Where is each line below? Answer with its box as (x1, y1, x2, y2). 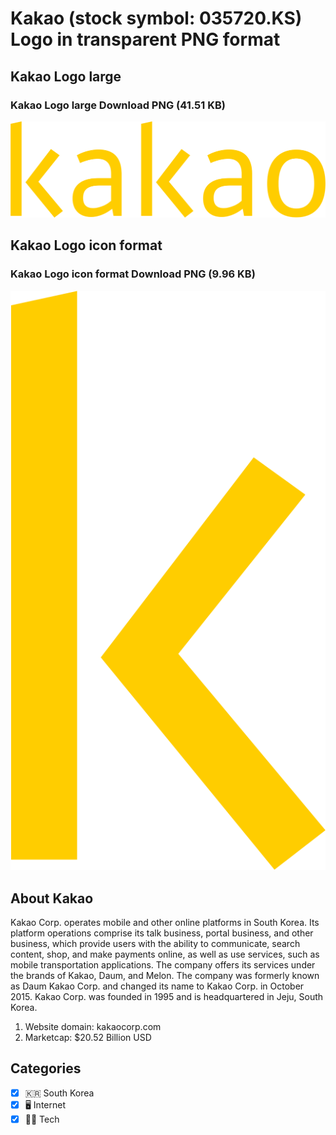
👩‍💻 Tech (24, 1113, 60, 1125)
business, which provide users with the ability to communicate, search (10, 937, 301, 949)
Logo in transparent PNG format (10, 28, 281, 51)
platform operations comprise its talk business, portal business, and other (10, 927, 314, 939)
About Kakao (10, 890, 94, 907)
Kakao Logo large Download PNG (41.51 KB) (10, 98, 226, 112)
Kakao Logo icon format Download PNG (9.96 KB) (10, 267, 256, 281)
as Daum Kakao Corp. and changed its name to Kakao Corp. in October (10, 980, 305, 992)
